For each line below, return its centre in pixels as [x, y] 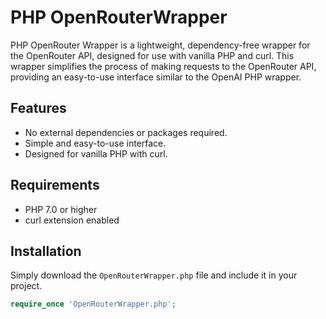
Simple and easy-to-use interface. [95, 143]
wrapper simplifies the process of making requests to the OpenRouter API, [163, 66]
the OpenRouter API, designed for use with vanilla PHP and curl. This [152, 55]
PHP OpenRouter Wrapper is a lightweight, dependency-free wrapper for [160, 45]
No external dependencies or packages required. [126, 132]
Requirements [55, 185]
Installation [46, 251]
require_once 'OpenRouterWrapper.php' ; [93, 304]
